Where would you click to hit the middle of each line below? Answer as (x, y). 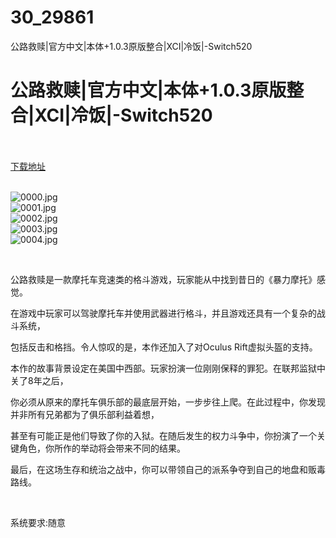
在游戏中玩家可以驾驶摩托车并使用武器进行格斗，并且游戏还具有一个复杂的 (163, 313)
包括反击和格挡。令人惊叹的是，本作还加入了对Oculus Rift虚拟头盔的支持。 (164, 347)
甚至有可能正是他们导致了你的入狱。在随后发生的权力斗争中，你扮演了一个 (163, 435)
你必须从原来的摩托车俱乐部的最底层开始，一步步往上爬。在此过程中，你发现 (168, 402)
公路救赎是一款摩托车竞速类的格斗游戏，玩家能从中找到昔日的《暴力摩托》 (163, 279)
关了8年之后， (39, 380)
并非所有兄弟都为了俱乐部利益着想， (85, 414)
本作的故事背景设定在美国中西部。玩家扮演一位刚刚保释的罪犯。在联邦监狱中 (168, 368)
